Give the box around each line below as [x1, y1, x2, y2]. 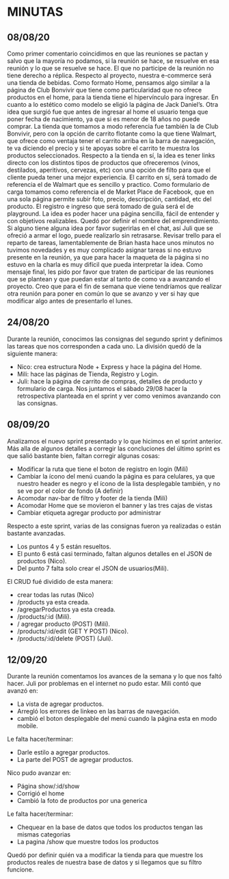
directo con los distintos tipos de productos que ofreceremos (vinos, [7, 159, 200, 166]
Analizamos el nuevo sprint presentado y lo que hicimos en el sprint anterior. [7, 437, 223, 445]
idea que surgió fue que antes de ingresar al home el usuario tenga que [7, 107, 208, 116]
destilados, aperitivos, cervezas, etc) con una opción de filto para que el [7, 166, 211, 174]
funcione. [7, 865, 34, 874]
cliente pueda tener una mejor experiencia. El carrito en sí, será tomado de [7, 173, 217, 181]
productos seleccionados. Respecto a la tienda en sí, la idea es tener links [7, 151, 215, 160]
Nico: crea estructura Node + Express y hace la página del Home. [16, 362, 202, 370]
